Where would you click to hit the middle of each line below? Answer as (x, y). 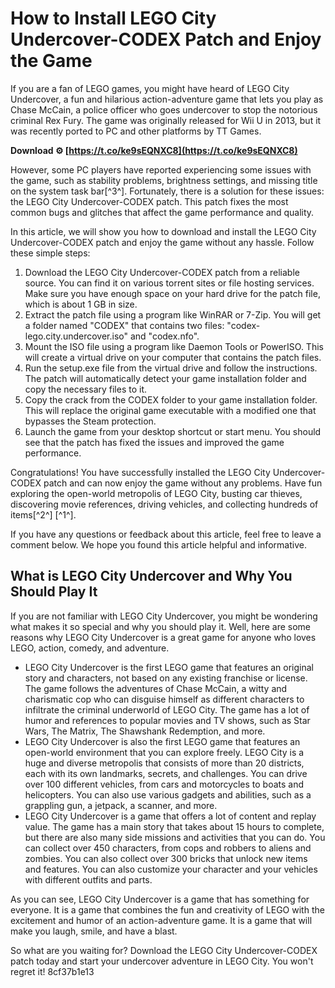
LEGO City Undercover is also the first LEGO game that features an (162, 741)
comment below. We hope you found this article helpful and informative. (158, 544)
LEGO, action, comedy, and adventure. (90, 648)
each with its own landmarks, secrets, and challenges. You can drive (166, 773)
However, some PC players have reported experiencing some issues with (161, 169)
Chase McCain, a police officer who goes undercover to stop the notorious (164, 109)
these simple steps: (50, 253)
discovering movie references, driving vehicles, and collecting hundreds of (164, 504)
